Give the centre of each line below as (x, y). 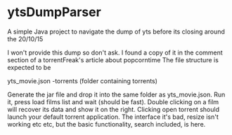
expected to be (29, 67)
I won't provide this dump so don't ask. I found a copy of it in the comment (115, 52)
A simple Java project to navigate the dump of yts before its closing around (116, 31)
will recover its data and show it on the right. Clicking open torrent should (114, 109)
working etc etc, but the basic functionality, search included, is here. (107, 124)
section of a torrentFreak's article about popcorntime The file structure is (113, 59)
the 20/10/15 (25, 38)
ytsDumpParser (54, 12)
